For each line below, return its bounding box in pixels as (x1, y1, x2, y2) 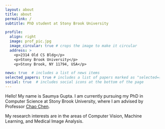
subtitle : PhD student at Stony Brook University (5, 21, 109, 26)
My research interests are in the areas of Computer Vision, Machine (5, 113, 142, 119)
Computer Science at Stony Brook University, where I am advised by (5, 98, 143, 104)
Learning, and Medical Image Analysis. (5, 118, 83, 124)
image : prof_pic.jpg (9, 39, 52, 44)
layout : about (5, 7, 34, 12)
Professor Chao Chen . (5, 103, 50, 109)
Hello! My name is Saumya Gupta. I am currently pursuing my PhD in (5, 93, 143, 99)
